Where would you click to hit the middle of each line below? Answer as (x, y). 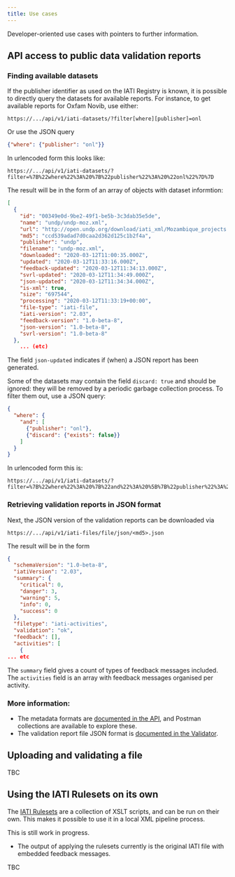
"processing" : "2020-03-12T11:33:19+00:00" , (86, 301)
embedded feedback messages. (64, 853)
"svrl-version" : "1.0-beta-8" (64, 334)
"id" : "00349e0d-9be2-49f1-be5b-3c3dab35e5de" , (90, 216)
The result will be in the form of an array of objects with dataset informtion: (115, 190)
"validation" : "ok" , (43, 631)
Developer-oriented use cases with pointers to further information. (103, 34)
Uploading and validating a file (75, 756)
